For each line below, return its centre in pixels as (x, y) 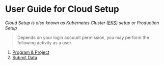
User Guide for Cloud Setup (62, 9)
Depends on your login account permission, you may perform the (83, 37)
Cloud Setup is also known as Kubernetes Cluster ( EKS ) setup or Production (82, 23)
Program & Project (31, 52)
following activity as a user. (45, 42)
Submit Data (25, 57)
